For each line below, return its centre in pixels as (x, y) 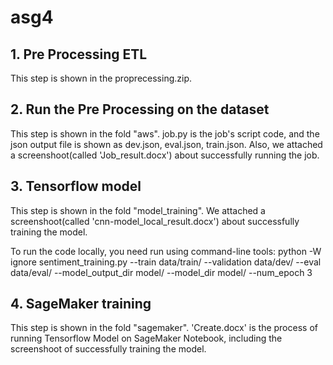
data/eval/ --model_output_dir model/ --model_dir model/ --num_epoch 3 (161, 272)
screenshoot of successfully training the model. (108, 349)
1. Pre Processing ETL (79, 54)
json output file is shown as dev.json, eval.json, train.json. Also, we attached (166, 144)
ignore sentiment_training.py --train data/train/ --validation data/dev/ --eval (166, 262)
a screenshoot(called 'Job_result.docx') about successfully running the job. (165, 155)
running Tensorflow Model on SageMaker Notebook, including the (146, 338)
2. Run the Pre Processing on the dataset (140, 109)
